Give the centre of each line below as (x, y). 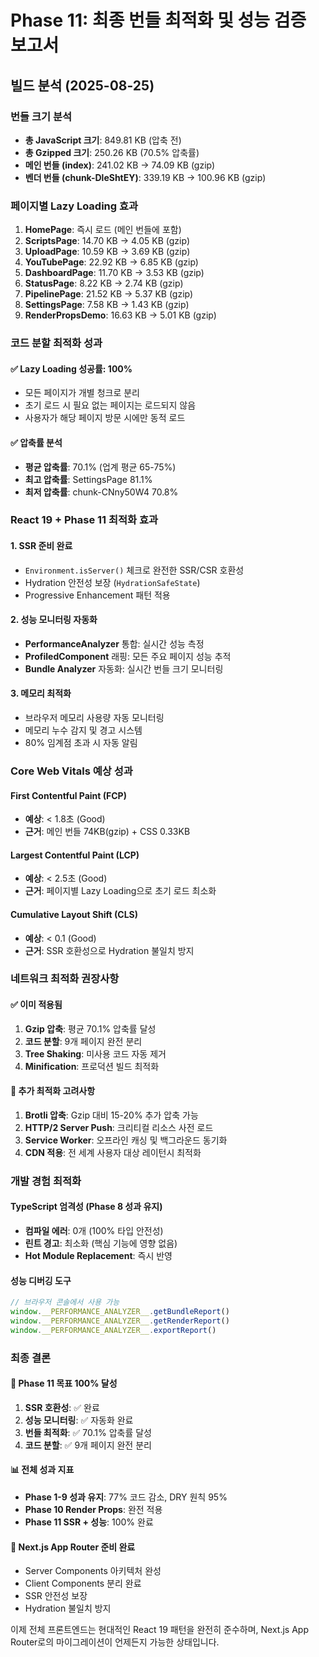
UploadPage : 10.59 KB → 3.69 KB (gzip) (107, 252)
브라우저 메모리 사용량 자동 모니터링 (94, 718)
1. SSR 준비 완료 (41, 546)
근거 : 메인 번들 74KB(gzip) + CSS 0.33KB (107, 832)
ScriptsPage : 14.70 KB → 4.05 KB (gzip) (107, 241)
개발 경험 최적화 (46, 1181)
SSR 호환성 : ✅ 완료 (62, 1407)
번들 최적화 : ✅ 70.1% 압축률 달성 (88, 1432)
